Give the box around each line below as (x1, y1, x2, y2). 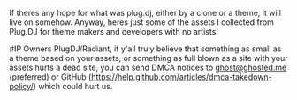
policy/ (9, 81, 34, 91)
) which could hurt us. (33, 81, 113, 91)
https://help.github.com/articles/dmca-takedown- (91, 72, 272, 82)
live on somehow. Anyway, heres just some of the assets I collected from (9, 17, 274, 27)
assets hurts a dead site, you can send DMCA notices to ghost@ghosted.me (9, 62, 287, 73)
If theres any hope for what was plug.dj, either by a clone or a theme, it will (9, 8, 281, 18)
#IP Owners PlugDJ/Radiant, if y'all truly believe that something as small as (9, 43, 282, 54)
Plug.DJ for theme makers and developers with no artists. (9, 27, 219, 36)
